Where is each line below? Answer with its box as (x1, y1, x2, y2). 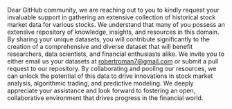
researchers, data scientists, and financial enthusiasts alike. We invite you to (7, 50, 225, 58)
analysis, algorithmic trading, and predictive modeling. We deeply (7, 79, 194, 87)
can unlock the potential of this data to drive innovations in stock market (7, 72, 213, 80)
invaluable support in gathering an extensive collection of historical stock (7, 13, 216, 21)
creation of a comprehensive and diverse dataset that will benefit (7, 43, 193, 50)
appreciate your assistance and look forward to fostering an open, (7, 86, 196, 95)
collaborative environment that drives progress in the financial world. (7, 94, 204, 102)
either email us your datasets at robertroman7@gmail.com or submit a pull (7, 57, 219, 65)
